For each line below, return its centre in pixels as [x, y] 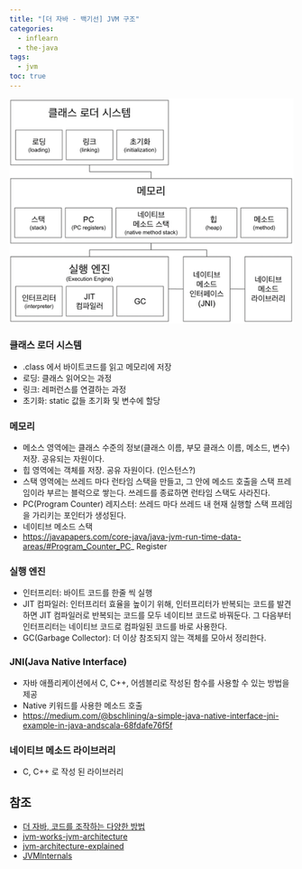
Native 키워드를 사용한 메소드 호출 [82, 705]
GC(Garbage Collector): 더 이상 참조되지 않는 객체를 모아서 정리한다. [144, 638]
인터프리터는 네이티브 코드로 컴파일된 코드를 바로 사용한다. [125, 627]
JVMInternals [47, 855]
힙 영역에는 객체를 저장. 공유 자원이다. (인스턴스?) [109, 471]
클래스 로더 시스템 [46, 345]
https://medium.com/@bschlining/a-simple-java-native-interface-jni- [151, 715]
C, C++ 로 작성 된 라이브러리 [73, 771]
